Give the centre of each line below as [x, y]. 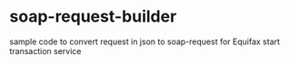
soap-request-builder [93, 17]
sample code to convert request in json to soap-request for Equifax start [144, 41]
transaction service [45, 50]
